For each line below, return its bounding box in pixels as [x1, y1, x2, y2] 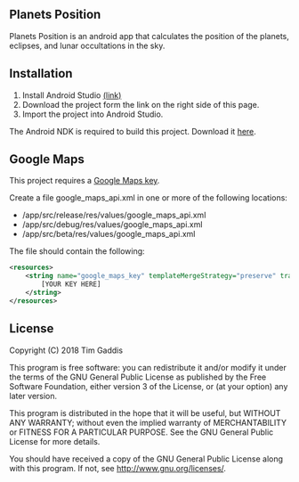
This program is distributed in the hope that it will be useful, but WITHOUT [9, 407, 281, 418]
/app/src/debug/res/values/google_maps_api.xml [21, 219, 203, 230]
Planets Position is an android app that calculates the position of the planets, [9, 30, 289, 41]
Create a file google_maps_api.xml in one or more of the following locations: [9, 192, 287, 203]
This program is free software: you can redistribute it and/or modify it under [9, 362, 287, 372]
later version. [9, 390, 58, 401]
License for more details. [9, 436, 101, 446]
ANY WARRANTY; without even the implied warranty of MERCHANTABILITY [9, 417, 287, 428]
